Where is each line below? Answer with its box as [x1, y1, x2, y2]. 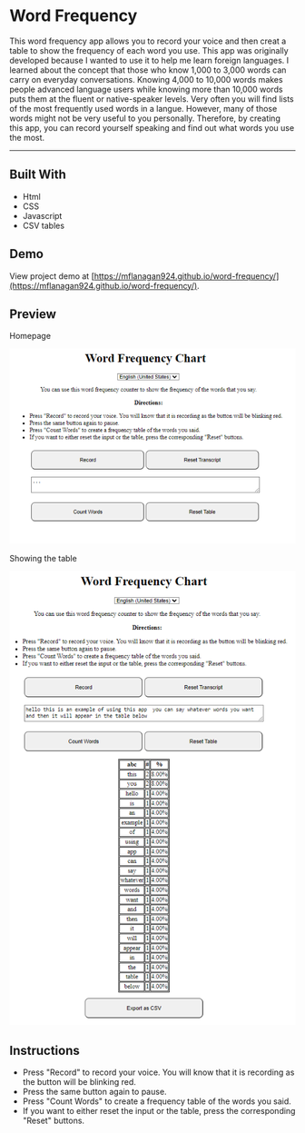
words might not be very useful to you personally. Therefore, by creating [9, 113, 281, 124]
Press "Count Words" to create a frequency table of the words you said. [22, 1096, 292, 1107]
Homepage [9, 331, 52, 342]
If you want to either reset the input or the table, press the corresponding [22, 1106, 296, 1117]
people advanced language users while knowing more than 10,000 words [9, 84, 283, 94]
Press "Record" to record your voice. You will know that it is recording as [22, 1067, 295, 1078]
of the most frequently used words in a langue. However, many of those [9, 103, 278, 114]
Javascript [22, 210, 63, 221]
